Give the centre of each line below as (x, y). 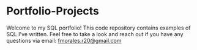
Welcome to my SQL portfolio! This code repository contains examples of (98, 28)
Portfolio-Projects (53, 11)
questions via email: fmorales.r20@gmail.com (64, 40)
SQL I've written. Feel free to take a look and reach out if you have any (95, 34)
